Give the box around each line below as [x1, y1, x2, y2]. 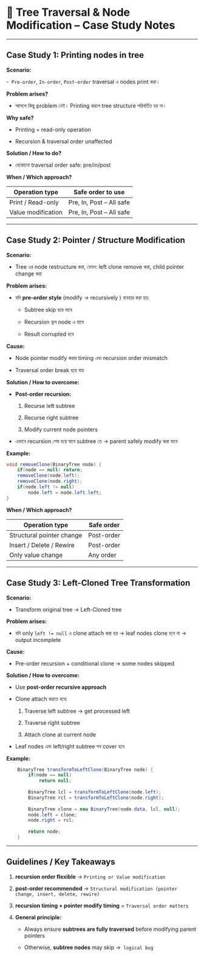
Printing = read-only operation [15, 126, 91, 133]
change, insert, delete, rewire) [15, 891, 100, 897]
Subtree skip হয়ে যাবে [24, 306, 73, 313]
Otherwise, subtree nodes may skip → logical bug [24, 944, 154, 951]
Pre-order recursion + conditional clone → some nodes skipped [15, 660, 175, 667]
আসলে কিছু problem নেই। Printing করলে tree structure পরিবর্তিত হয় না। [15, 102, 167, 109]
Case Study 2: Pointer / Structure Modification [6, 235, 185, 246]
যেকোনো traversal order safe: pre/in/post [15, 161, 111, 168]
